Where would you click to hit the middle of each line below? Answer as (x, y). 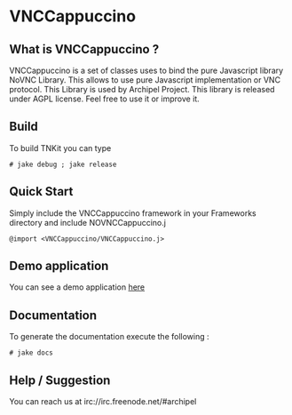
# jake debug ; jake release (63, 164)
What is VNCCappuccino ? (84, 49)
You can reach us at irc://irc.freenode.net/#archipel (103, 402)
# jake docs (31, 353)
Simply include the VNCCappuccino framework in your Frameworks (133, 213)
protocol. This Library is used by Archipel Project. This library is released (142, 89)
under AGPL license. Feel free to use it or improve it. (104, 99)
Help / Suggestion (60, 380)
